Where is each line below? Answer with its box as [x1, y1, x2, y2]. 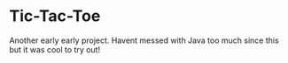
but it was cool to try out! [9, 44, 100, 54]
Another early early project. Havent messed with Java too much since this [9, 35, 279, 45]
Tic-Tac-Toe [9, 6, 101, 26]
